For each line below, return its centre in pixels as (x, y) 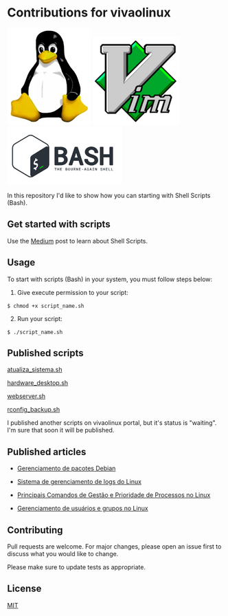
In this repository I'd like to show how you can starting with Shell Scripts (109, 195)
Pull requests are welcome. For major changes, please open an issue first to (114, 547)
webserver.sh (26, 396)
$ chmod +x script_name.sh (46, 306)
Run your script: (40, 318)
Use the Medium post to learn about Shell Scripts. (78, 241)
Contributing (35, 530)
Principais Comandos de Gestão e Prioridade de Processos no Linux (114, 495)
